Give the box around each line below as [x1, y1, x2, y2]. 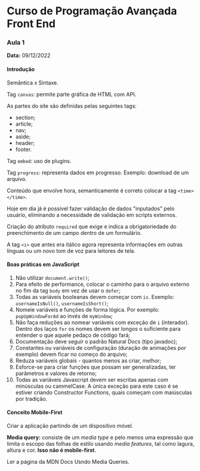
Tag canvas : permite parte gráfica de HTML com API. [7, 90, 137, 98]
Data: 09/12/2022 [7, 52, 51, 59]
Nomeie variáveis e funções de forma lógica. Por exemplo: [15, 306, 160, 313]
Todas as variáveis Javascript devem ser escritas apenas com [15, 376, 169, 383]
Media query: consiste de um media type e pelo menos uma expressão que [7, 434, 193, 441]
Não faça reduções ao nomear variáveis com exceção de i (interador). [15, 319, 190, 326]
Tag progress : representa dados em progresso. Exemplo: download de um [7, 169, 189, 176]
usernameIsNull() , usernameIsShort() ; [15, 300, 109, 307]
